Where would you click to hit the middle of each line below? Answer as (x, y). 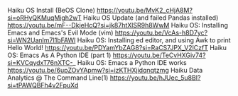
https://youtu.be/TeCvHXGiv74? (159, 55)
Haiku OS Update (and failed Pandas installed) (151, 18)
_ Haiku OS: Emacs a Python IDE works (130, 62)
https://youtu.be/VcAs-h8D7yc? (161, 32)
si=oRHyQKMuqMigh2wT (44, 18)
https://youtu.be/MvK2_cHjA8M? (145, 10)
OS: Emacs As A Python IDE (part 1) (59, 55)
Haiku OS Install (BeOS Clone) (52, 10)
